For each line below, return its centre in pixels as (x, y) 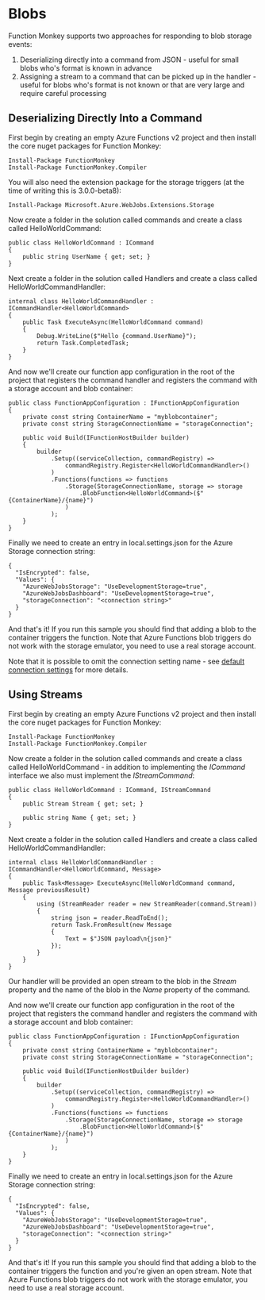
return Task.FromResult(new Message (111, 925)
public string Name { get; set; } (79, 817)
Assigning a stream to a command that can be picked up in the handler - (138, 76)
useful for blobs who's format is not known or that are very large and (132, 85)
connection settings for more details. (68, 669)
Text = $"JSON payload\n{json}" (118, 938)
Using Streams (46, 695)
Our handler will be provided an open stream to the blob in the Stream (122, 981)
